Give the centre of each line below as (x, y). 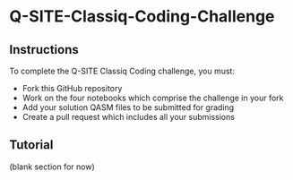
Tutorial (31, 145)
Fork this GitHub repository (72, 88)
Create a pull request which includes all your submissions (129, 117)
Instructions (44, 50)
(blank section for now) (52, 167)
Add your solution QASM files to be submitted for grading (128, 107)
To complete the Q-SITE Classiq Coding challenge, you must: (122, 71)
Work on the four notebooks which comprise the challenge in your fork (153, 98)
